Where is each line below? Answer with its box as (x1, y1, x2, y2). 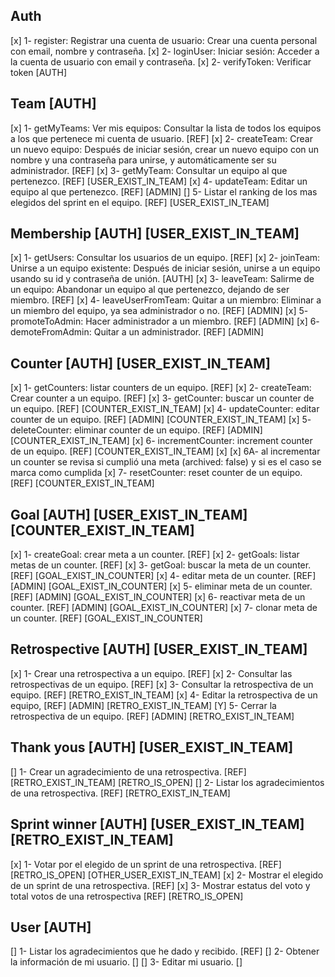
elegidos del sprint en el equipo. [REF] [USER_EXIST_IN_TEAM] (10, 196, 270, 208)
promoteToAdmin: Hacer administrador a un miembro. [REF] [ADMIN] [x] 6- (10, 315, 320, 328)
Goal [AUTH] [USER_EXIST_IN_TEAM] (10, 506, 248, 523)
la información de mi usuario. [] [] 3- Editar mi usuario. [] (10, 956, 243, 968)
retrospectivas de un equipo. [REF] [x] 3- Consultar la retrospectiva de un (10, 678, 314, 690)
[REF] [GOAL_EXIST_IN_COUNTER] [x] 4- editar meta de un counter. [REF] (10, 570, 317, 582)
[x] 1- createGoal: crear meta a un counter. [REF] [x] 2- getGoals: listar (10, 549, 300, 561)
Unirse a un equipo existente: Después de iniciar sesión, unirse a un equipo (10, 262, 321, 274)
